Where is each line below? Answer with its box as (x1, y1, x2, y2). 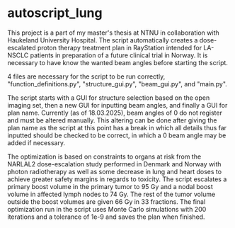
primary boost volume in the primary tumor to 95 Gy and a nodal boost (7, 182, 214, 190)
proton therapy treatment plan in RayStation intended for (37, 43, 202, 52)
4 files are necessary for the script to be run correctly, (7, 72, 166, 81)
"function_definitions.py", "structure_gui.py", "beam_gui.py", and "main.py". (7, 79, 228, 88)
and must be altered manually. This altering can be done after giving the (7, 115, 217, 125)
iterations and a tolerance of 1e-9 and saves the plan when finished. (7, 212, 205, 221)
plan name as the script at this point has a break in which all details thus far (7, 123, 227, 132)
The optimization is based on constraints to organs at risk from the (7, 152, 202, 161)
